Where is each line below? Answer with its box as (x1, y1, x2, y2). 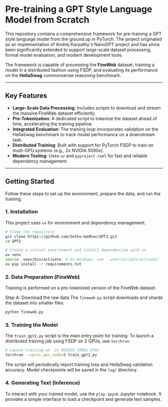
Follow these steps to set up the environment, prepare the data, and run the (5, 190, 161, 196)
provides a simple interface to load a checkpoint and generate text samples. (5, 396, 162, 402)
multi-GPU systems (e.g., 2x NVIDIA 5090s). (12, 147, 104, 153)
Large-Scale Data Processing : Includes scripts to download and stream (12, 105, 161, 111)
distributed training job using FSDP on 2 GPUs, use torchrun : (5, 338, 130, 344)
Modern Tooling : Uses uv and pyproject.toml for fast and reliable (12, 153, 148, 159)
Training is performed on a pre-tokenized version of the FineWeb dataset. (5, 285, 156, 291)
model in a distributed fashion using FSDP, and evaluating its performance (5, 67, 158, 73)
